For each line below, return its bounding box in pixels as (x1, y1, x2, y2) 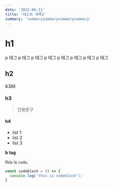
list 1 (12, 129, 22, 135)
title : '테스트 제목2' (5, 12, 47, 17)
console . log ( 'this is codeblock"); (9, 173, 83, 178)
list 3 (12, 140, 23, 146)
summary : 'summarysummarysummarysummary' (5, 16, 92, 21)
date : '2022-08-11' (5, 7, 45, 12)
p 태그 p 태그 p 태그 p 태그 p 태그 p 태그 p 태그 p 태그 (5, 55, 109, 61)
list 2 (12, 135, 23, 140)
